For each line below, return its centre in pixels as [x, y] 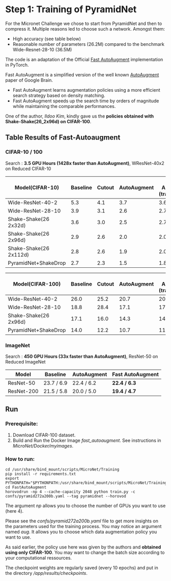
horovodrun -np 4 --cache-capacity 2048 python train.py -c [70, 492]
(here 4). [15, 511]
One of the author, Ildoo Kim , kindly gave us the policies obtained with [80, 116]
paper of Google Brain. [29, 80]
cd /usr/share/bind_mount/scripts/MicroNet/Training [62, 469]
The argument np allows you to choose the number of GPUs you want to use [85, 506]
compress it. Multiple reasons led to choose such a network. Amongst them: [85, 29]
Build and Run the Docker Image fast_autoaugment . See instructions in [87, 440]
